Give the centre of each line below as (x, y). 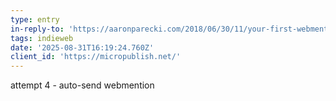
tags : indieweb (42, 38)
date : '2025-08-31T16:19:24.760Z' (82, 47)
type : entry (35, 19)
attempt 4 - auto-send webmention (82, 85)
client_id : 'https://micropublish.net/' (96, 57)
